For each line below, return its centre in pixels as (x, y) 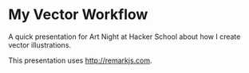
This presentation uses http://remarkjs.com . (81, 60)
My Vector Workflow (78, 15)
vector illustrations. (40, 44)
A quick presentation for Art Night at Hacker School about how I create (125, 36)
